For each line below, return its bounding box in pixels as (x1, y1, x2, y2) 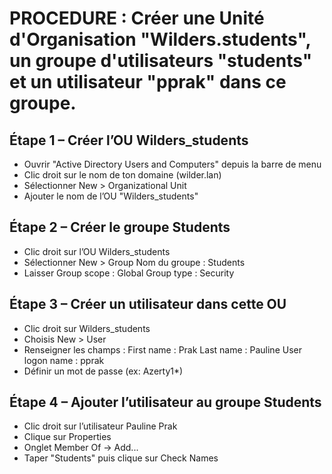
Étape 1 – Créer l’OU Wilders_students (9, 132, 249, 149)
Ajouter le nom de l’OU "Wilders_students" (23, 190, 199, 202)
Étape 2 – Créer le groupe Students (9, 219, 231, 236)
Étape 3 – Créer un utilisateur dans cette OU (9, 296, 287, 313)
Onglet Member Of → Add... (23, 442, 139, 454)
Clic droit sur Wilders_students (23, 322, 151, 334)
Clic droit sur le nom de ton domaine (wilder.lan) (23, 169, 222, 181)
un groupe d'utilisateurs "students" (9, 50, 313, 72)
